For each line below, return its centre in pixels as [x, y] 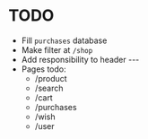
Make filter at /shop [57, 49]
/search [49, 88]
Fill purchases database [64, 40]
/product [51, 78]
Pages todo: [44, 69]
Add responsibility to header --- [80, 59]
